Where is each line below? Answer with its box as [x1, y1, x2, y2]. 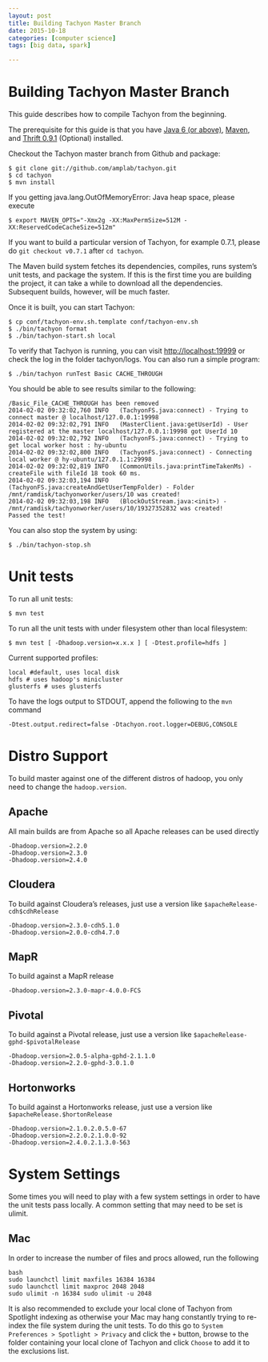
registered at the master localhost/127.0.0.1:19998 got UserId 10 [8, 427, 238, 436]
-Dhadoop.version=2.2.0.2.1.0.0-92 [8, 1132, 127, 1140]
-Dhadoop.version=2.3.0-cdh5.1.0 [8, 921, 120, 929]
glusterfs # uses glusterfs [8, 683, 102, 691]
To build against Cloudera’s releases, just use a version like [8, 899, 202, 908]
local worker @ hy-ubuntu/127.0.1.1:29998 [8, 455, 152, 464]
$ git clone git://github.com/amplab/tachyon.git [8, 165, 178, 173]
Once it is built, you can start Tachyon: [8, 302, 135, 312]
